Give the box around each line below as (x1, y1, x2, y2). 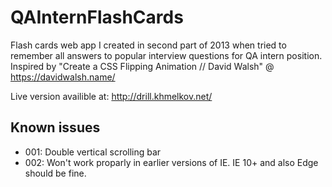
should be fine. (24, 167, 87, 179)
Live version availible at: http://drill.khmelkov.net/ (10, 90, 213, 102)
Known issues (10, 119, 101, 136)
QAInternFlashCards (10, 6, 184, 29)
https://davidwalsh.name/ (10, 71, 116, 83)
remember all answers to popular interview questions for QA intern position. (10, 49, 323, 61)
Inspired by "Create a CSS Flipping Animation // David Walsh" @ (10, 60, 275, 72)
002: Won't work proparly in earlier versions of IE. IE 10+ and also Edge (24, 156, 319, 168)
